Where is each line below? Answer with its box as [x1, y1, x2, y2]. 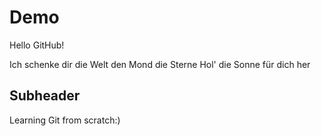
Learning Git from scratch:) [9, 114, 121, 126]
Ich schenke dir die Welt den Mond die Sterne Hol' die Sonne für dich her [9, 58, 311, 70]
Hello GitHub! [9, 39, 65, 51]
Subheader [9, 87, 81, 105]
